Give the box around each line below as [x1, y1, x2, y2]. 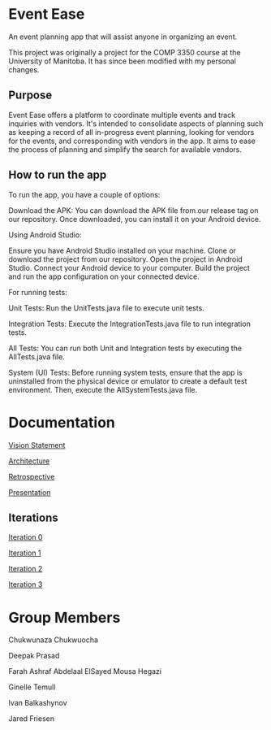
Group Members [8, 608, 121, 627]
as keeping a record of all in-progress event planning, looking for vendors [8, 127, 255, 137]
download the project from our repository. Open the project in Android [8, 254, 243, 264]
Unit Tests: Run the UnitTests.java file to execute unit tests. [8, 302, 204, 313]
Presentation [8, 487, 51, 497]
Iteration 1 [8, 548, 41, 558]
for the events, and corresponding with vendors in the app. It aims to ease [8, 136, 256, 146]
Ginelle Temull [8, 682, 56, 692]
